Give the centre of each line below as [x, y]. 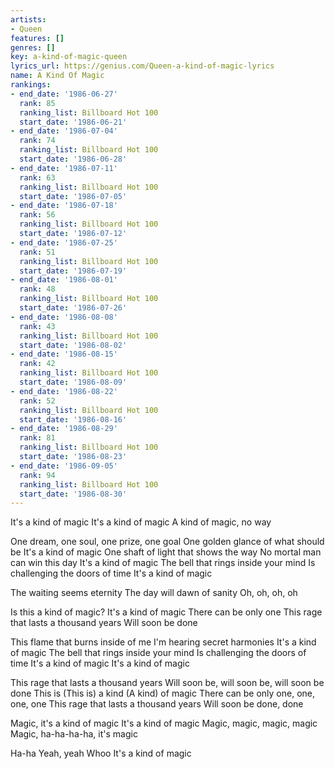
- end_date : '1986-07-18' [64, 206]
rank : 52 [37, 401]
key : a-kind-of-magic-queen [69, 57]
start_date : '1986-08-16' [73, 419]
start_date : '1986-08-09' [73, 382]
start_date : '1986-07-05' [73, 196]
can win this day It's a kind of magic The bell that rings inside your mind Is [163, 563]
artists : [28, 19]
